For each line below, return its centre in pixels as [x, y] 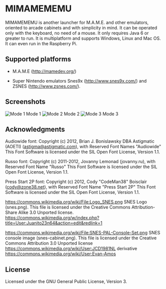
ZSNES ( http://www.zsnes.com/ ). [46, 86]
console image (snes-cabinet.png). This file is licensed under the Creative [81, 238]
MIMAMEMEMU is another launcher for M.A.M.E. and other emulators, [77, 22]
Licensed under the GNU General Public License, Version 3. [66, 282]
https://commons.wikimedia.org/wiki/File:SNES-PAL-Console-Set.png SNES [83, 233]
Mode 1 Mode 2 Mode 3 [72, 114]
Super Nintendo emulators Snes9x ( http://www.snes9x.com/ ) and [80, 81]
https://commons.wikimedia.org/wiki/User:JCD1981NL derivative [71, 249]
